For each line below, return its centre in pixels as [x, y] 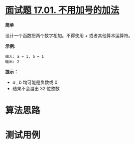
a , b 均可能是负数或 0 [35, 82]
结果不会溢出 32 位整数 [36, 88]
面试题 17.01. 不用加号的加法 [62, 10]
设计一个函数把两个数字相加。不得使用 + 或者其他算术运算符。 [69, 35]
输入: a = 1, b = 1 [25, 56]
